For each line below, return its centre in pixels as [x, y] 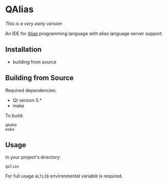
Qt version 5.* [27, 100]
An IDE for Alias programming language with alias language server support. [84, 33]
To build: [15, 116]
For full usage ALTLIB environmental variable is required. [64, 176]
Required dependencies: [31, 90]
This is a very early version [34, 24]
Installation [23, 50]
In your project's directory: [33, 157]
